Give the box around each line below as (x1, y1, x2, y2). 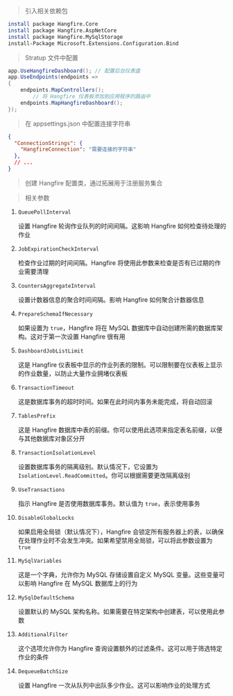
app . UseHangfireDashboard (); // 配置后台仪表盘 (8, 67, 141, 74)
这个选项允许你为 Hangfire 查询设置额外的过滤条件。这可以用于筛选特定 (17, 644, 223, 652)
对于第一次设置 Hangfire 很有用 (36, 332, 126, 341)
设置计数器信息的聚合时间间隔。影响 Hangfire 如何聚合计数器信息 (17, 295, 205, 304)
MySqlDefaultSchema (17, 594, 75, 601)
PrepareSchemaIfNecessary (17, 310, 93, 318)
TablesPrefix (17, 412, 56, 419)
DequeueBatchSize (17, 668, 69, 675)
